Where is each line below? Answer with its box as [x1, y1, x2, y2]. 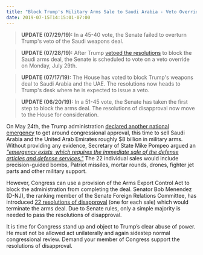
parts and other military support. [6, 167, 87, 175]
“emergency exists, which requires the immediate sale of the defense [6, 148, 179, 156]
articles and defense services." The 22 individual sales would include [6, 154, 179, 162]
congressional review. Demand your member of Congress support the [6, 236, 180, 243]
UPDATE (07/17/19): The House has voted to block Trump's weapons [21, 74, 193, 81]
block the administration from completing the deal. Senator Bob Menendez [6, 185, 192, 193]
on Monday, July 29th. [21, 61, 77, 69]
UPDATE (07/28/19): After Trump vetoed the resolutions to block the [21, 49, 192, 56]
